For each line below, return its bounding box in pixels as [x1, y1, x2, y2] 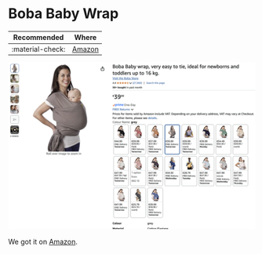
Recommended [13, 33, 64, 42]
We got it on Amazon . [8, 237, 78, 246]
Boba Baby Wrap [8, 5, 119, 23]
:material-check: [11, 44, 66, 53]
